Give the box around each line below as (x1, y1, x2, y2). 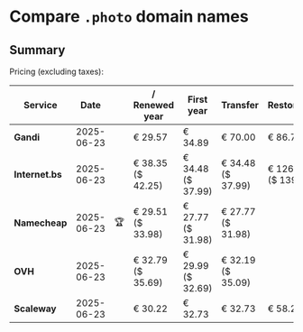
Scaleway (14, 302, 57, 315)
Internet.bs (14, 169, 63, 180)
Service (23, 99, 58, 111)
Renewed (133, 99, 174, 111)
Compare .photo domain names (9, 6, 250, 27)
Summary (9, 42, 66, 58)
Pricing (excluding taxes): (9, 66, 105, 77)
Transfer (220, 99, 260, 111)
